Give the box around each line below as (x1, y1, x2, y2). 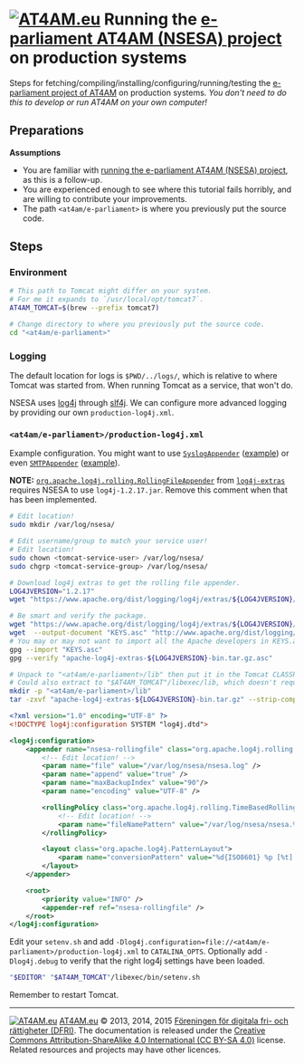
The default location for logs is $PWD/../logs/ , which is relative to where (9, 370, 278, 381)
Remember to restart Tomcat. (9, 990, 119, 1001)
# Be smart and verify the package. (9, 611, 147, 620)
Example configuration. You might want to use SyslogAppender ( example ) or (9, 448, 290, 459)
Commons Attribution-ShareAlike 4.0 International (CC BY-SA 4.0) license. (9, 1035, 287, 1046)
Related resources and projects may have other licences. (9, 1044, 222, 1055)
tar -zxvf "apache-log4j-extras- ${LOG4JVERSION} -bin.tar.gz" (9, 695, 245, 705)
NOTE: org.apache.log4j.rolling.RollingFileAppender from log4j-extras (9, 475, 286, 486)
